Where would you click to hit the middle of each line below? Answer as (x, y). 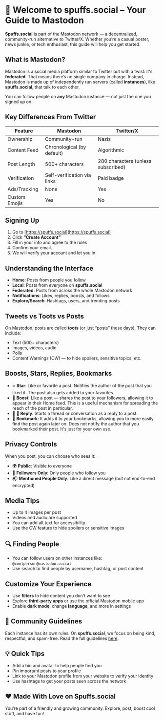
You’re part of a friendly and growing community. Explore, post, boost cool (80, 708)
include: (13, 333)
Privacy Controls (31, 444)
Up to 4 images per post (36, 512)
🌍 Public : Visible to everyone (42, 466)
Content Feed (23, 150)
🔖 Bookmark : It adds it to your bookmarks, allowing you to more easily (83, 418)
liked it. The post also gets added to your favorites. (63, 392)
